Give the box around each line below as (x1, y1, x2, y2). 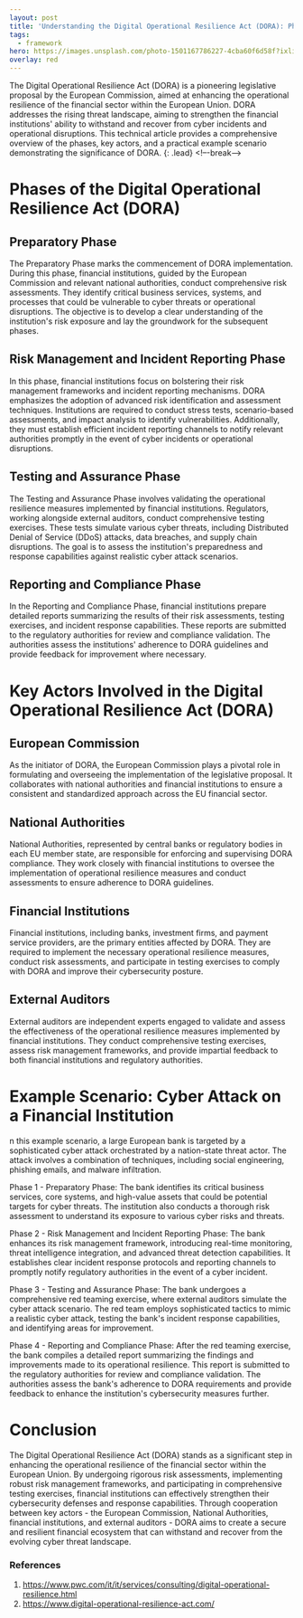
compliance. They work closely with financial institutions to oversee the (9, 858, 275, 869)
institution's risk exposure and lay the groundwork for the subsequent (9, 316, 269, 326)
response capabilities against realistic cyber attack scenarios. (9, 551, 239, 562)
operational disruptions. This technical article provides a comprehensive (9, 128, 278, 138)
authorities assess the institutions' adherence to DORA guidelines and (9, 639, 269, 650)
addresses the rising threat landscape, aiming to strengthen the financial (9, 109, 279, 119)
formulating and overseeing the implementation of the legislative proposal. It (9, 770, 293, 781)
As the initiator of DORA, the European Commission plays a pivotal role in (9, 760, 281, 771)
